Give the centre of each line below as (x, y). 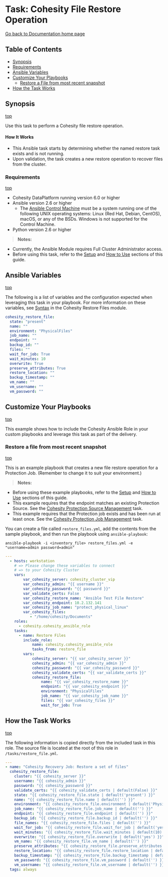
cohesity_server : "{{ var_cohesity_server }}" (81, 659)
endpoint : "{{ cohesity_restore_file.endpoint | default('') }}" (84, 814)
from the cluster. (29, 164)
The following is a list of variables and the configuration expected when (79, 297)
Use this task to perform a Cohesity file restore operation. (64, 126)
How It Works (19, 137)
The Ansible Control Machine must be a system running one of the (88, 208)
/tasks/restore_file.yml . (32, 753)
